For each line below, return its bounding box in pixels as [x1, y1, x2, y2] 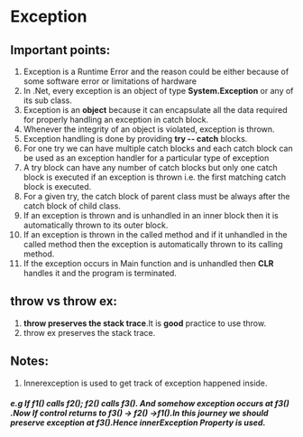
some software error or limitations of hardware [23, 76, 197, 87]
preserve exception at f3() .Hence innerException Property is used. [10, 417, 266, 428]
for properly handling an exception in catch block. [23, 115, 209, 125]
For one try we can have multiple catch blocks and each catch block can [23, 143, 293, 153]
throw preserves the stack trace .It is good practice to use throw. [23, 318, 267, 329]
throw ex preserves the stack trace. [23, 327, 156, 338]
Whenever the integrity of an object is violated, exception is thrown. [23, 124, 275, 135]
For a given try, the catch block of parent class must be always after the [23, 191, 290, 201]
